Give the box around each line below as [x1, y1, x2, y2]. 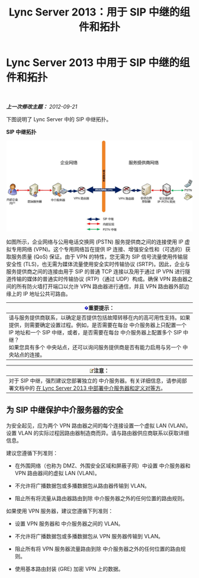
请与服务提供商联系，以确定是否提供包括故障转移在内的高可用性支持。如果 [8, 314, 191, 321]
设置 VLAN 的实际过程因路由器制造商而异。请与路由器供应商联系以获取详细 [6, 429, 190, 437]
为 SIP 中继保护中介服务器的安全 [6, 405, 124, 415]
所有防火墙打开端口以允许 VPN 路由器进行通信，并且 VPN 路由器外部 [16, 283, 185, 290]
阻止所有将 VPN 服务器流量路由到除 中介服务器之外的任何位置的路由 [14, 545, 181, 552]
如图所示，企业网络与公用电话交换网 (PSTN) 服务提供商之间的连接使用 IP [6, 238, 184, 245]
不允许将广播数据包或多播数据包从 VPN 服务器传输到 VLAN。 [14, 532, 164, 539]
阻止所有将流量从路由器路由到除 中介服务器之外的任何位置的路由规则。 [14, 494, 188, 502]
